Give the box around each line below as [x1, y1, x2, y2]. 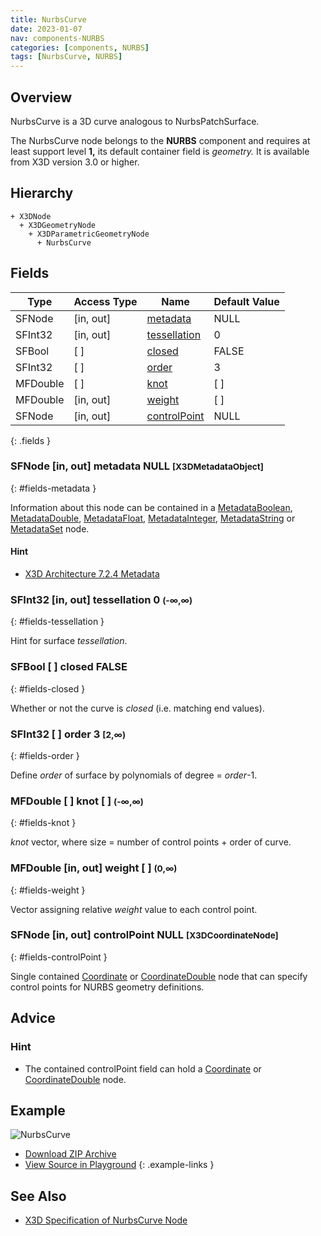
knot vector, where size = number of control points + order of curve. [10, 836, 292, 848]
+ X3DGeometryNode [19, 220, 97, 230]
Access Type [73, 294, 138, 308]
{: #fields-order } [10, 749, 80, 761]
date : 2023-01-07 [10, 24, 83, 34]
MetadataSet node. [10, 522, 90, 535]
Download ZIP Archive [24, 1148, 117, 1160]
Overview [10, 89, 73, 106]
